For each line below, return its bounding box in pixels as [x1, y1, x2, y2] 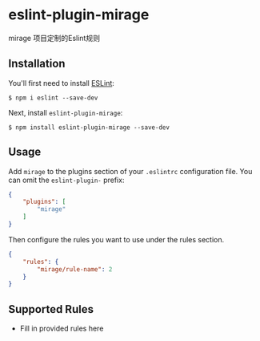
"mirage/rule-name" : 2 [37, 265, 113, 274]
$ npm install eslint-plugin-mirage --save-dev [8, 123, 170, 132]
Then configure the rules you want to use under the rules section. [8, 234, 225, 244]
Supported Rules [8, 302, 94, 316]
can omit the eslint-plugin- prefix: [8, 175, 125, 185]
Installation [8, 57, 66, 71]
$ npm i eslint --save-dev [8, 94, 98, 102]
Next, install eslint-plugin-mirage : [8, 108, 123, 117]
